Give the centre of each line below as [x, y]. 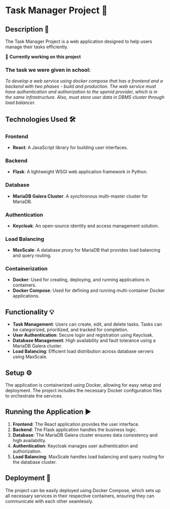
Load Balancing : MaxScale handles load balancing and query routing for [89, 457]
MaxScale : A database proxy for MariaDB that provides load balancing [87, 250]
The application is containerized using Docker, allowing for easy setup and [83, 385]
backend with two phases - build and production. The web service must [81, 87]
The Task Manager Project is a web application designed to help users [79, 41]
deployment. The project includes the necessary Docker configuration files [83, 391]
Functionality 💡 [30, 312]
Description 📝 [27, 29]
